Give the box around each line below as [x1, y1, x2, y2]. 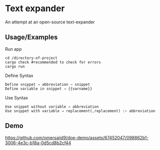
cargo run [5, 64, 25, 69]
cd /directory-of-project [5, 56, 57, 60]
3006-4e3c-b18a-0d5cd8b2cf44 [5, 140, 71, 146]
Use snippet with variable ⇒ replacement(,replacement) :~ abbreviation [5, 108, 156, 113]
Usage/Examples [5, 33, 58, 41]
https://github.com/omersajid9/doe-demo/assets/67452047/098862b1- [5, 134, 149, 140]
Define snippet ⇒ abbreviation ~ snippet [5, 82, 90, 87]
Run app [5, 46, 22, 52]
